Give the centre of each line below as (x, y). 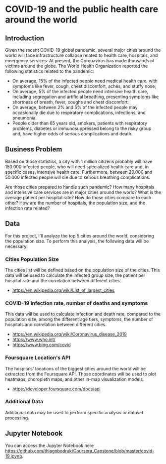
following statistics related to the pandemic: (50, 71)
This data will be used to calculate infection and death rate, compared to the (83, 314)
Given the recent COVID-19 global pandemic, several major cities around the (83, 50)
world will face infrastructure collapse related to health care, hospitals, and (82, 55)
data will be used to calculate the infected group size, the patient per (75, 275)
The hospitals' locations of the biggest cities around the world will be (76, 368)
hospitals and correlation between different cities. (56, 325)
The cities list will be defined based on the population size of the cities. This (83, 270)
